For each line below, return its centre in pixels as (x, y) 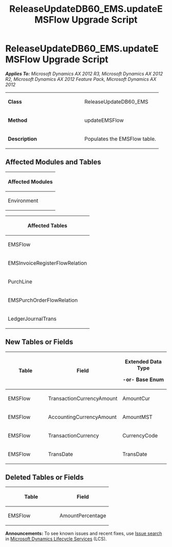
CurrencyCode (140, 435)
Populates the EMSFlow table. (120, 139)
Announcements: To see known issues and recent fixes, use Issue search (84, 534)
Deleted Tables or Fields (45, 477)
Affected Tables (47, 225)
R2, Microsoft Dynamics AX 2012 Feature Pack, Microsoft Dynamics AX (81, 79)
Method (18, 120)
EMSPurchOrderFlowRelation (43, 300)
